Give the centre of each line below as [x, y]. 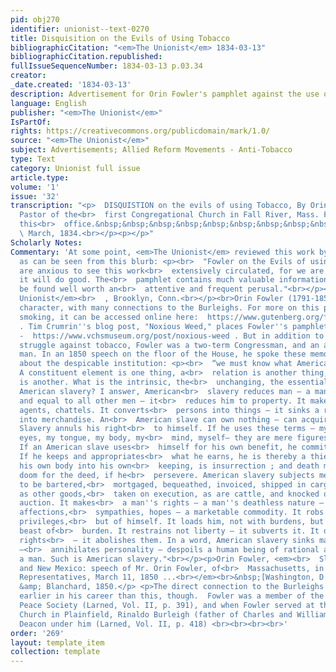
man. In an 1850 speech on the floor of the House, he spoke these [163, 354]
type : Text [33, 159]
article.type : [40, 177]
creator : [28, 76]
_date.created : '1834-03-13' [71, 85]
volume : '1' [35, 187]
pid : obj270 [35, 19]
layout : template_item [57, 642]
